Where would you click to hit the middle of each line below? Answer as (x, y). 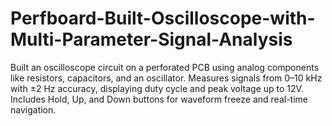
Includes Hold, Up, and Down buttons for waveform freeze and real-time (159, 99)
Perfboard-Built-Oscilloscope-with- (163, 18)
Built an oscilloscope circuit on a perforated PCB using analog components (165, 67)
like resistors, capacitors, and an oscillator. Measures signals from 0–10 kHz (166, 78)
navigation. (33, 109)
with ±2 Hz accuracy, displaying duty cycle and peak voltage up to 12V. (157, 88)
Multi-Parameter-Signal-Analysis (151, 39)
